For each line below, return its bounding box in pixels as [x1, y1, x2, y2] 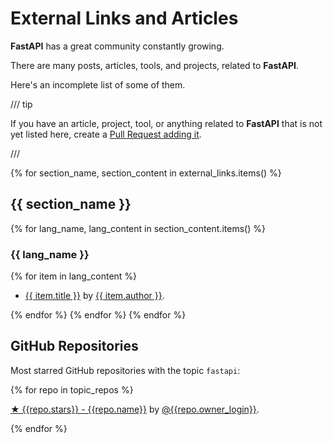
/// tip [10, 98, 33, 110]
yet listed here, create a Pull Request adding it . [10, 128, 202, 140]
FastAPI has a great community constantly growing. [10, 40, 225, 52]
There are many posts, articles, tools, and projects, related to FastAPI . [10, 59, 299, 71]
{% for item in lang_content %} [10, 270, 138, 282]
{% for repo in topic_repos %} [10, 383, 134, 396]
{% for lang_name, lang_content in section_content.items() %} [10, 222, 266, 234]
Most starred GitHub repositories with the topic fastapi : [10, 364, 241, 376]
